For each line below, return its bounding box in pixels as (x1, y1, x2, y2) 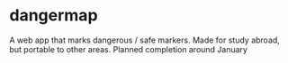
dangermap (9, 5, 98, 26)
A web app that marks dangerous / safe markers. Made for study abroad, (9, 35, 281, 45)
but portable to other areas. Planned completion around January (9, 43, 247, 54)
